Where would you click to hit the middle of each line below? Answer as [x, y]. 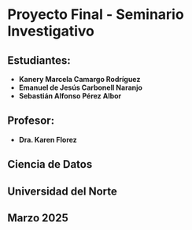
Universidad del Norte [62, 191]
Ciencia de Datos [50, 164]
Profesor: [31, 121]
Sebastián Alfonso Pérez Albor [70, 96]
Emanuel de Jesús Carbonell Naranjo [81, 87]
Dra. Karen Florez [48, 139]
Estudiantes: [39, 60]
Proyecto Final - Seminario [96, 15]
